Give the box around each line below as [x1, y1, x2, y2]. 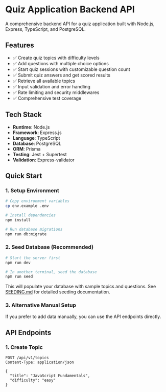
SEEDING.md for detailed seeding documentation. [5, 289, 111, 295]
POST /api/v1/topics [5, 356, 50, 361]
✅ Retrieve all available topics [12, 78, 76, 84]
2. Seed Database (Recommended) [5, 244, 93, 251]
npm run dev [5, 260, 31, 265]
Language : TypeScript [12, 135, 60, 141]
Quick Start [5, 171, 42, 180]
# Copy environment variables [5, 199, 70, 204]
